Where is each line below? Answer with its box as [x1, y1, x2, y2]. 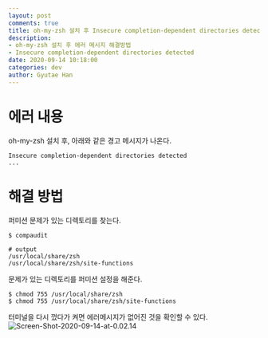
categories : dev [8, 64, 62, 72]
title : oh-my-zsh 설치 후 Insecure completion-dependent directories [8, 26, 239, 34]
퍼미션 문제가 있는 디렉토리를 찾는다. [8, 215, 121, 225]
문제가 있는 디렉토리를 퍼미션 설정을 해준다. [8, 274, 143, 284]
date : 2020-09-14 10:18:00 [8, 57, 98, 65]
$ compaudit [8, 231, 48, 239]
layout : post [8, 11, 52, 20]
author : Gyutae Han [8, 71, 73, 79]
